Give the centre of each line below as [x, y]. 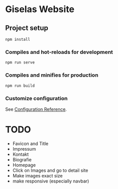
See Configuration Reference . [36, 109]
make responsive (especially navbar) [51, 181]
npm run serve [20, 62]
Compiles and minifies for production [52, 75]
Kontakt [21, 154]
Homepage [24, 165]
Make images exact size [38, 175]
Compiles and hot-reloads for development [59, 52]
